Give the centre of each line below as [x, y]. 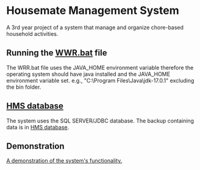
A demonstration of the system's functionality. [64, 161]
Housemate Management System [93, 11]
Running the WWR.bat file [57, 53]
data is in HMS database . [38, 127]
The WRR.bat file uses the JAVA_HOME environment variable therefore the [100, 67]
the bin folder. [24, 87]
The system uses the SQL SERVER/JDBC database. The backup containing [100, 121]
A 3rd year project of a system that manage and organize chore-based [95, 27]
